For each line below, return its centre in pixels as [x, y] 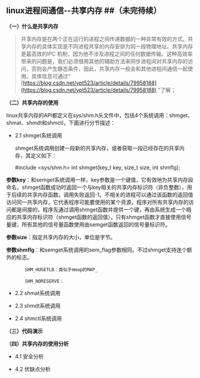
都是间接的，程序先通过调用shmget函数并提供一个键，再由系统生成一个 [99, 209]
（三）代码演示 [24, 331]
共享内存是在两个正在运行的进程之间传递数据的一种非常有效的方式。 [104, 39]
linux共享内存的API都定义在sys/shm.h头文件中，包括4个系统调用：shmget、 [100, 115]
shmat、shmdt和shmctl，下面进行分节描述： [61, 123]
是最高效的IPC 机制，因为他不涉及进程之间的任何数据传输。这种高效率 [107, 54]
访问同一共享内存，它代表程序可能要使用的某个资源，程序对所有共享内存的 [97, 202]
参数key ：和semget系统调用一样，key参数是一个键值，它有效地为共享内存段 [100, 179]
